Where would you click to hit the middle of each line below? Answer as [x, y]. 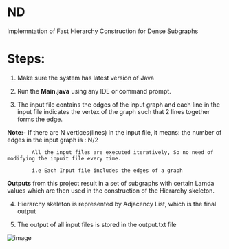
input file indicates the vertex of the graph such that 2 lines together [113, 111]
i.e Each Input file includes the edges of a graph [108, 170]
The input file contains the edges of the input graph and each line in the [119, 105]
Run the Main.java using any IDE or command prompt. [94, 91]
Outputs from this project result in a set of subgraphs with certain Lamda [111, 183]
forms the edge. [40, 119]
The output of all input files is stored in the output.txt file [97, 224]
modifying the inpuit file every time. [64, 158]
